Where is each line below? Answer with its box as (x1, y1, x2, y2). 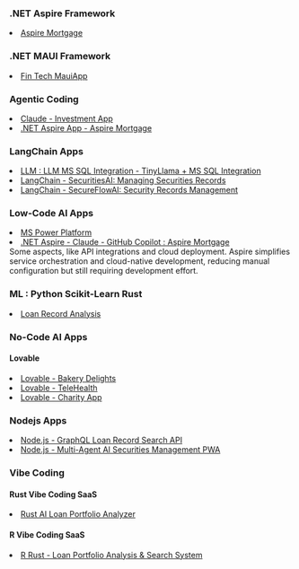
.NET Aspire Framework (9, 7, 116, 20)
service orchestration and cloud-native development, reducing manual (9, 256, 270, 267)
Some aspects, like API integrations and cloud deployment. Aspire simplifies (9, 246, 290, 258)
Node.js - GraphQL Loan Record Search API (21, 434, 182, 446)
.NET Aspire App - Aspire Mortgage (21, 122, 153, 133)
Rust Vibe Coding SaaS (9, 488, 97, 500)
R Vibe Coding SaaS (9, 529, 85, 540)
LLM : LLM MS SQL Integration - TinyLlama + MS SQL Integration (21, 165, 262, 177)
